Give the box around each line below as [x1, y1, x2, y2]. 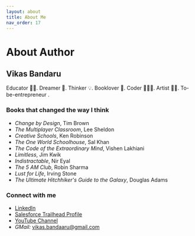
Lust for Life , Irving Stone [14, 170, 77, 177]
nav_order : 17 [6, 20, 41, 25]
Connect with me [6, 191, 56, 199]
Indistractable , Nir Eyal [14, 157, 71, 164]
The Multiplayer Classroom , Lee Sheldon [14, 126, 115, 133]
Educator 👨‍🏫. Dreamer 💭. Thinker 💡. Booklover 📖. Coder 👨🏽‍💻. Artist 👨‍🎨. [6, 84, 180, 92]
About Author [6, 45, 75, 59]
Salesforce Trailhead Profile [14, 211, 83, 218]
